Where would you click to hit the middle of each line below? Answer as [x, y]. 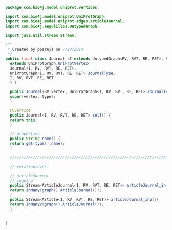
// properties [25, 134]
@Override [20, 110]
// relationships [28, 167]
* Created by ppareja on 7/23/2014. [47, 49]
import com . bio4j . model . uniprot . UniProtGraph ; [56, 16]
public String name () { [35, 139]
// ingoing [21, 181]
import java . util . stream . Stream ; [41, 35]
